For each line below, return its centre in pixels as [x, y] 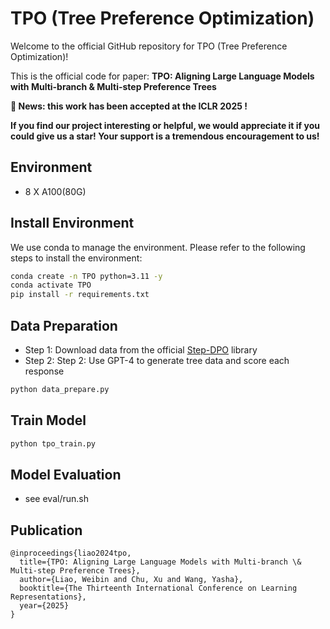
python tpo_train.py [53, 443]
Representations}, [48, 597]
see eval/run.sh [56, 499]
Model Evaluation [66, 474]
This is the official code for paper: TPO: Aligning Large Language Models [162, 76]
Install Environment [72, 223]
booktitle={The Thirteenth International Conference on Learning [158, 588]
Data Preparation [64, 325]
